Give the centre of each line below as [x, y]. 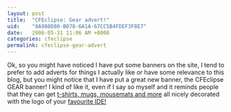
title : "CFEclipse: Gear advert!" [58, 20]
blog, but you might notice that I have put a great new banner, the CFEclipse [115, 79]
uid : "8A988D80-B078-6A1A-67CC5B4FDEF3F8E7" [77, 26]
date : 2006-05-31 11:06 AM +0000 [58, 33]
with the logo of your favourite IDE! [57, 101]
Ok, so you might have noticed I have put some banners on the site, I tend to [116, 65]
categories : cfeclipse [40, 39]
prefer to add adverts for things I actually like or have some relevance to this [116, 72]
